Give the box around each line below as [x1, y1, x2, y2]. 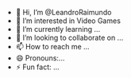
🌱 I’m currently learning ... [15, 25, 101, 33]
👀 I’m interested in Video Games [15, 16, 121, 25]
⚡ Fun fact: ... [15, 62, 60, 72]
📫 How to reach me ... [15, 42, 90, 51]
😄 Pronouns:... [15, 53, 65, 63]
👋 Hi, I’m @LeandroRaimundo [15, 8, 112, 17]
